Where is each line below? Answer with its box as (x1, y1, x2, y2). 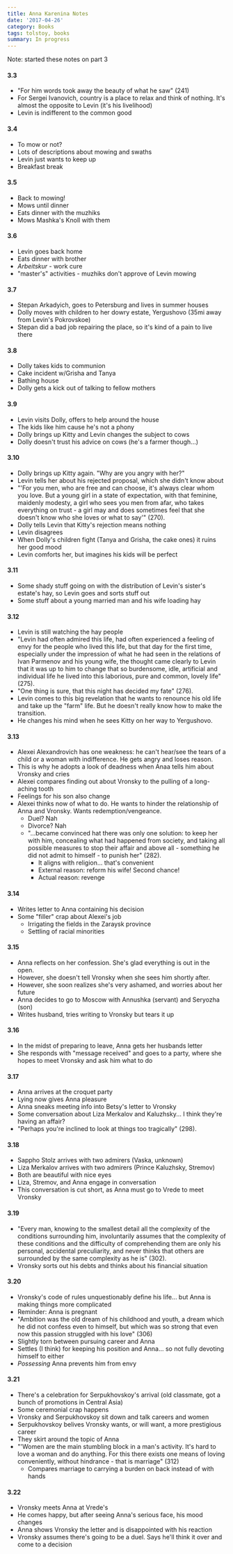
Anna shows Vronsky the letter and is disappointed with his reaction (17, 1525, 212, 1534)
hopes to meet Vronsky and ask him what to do (17, 1056, 153, 1064)
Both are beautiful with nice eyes (17, 1171, 112, 1179)
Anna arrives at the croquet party (17, 1088, 113, 1096)
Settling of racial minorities (27, 927, 105, 936)
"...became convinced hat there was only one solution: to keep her (27, 829, 218, 838)
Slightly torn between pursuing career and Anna (17, 1337, 155, 1345)
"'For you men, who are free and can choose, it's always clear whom (17, 483, 214, 492)
